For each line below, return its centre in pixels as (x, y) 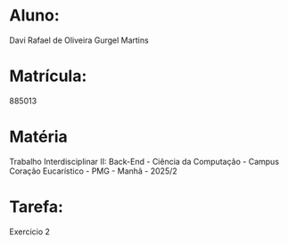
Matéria (39, 137)
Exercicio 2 (30, 232)
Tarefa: (37, 207)
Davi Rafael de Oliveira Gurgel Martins (79, 40)
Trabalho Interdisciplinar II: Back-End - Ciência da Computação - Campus (144, 161)
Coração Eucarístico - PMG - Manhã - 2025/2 (94, 171)
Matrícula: (48, 76)
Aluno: (34, 16)
